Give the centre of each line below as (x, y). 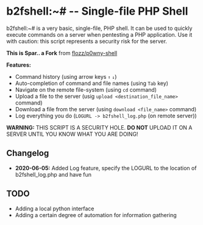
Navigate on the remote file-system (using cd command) (86, 89)
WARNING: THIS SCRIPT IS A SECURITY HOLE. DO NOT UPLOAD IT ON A (99, 127)
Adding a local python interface (55, 208)
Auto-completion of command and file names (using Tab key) (92, 83)
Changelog (28, 153)
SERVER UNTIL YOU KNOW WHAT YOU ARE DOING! (72, 134)
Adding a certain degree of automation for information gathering (96, 215)
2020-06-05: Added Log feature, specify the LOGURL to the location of (106, 168)
